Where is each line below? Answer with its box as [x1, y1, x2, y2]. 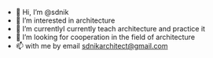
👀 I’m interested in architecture [15, 16, 116, 25]
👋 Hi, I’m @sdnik [15, 8, 69, 16]
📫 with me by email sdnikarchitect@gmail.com [15, 42, 168, 50]
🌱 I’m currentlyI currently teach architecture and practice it [15, 24, 206, 33]
